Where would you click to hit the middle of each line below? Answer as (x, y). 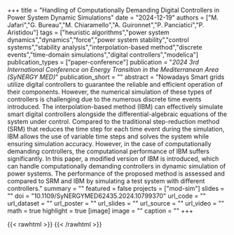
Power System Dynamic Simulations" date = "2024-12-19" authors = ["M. (113, 17)
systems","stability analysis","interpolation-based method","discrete (105, 47)
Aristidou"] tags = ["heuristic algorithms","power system (88, 32)
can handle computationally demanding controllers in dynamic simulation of (117, 166)
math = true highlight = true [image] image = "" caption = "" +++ (101, 211)
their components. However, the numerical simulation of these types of (110, 92)
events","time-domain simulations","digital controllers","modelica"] (103, 55)
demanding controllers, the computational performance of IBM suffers (109, 151)
